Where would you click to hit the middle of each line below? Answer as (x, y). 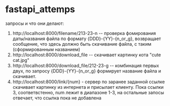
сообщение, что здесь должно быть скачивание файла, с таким (82, 44)
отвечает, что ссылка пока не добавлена (57, 98)
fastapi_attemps (40, 9)
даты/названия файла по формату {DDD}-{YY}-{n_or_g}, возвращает (87, 39)
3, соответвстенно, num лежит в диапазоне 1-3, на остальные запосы (88, 92)
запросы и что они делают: (35, 23)
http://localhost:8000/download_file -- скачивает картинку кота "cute (87, 55)
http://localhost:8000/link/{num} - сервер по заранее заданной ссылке (89, 82)
